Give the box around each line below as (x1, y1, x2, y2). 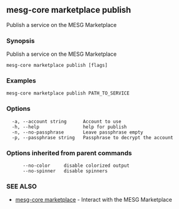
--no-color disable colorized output (22, 162, 130, 169)
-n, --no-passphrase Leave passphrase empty (12, 129, 144, 135)
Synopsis (6, 36, 35, 45)
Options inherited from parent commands (6, 148, 133, 157)
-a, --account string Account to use (12, 118, 122, 124)
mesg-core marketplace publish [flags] (6, 63, 108, 69)
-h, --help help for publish (12, 124, 127, 130)
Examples (6, 77, 37, 85)
